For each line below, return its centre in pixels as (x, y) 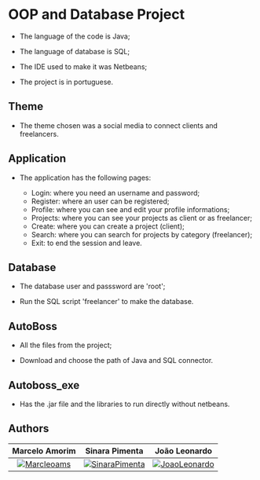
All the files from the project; (66, 345)
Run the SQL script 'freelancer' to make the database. (106, 302)
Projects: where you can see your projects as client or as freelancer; (142, 218)
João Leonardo (183, 451)
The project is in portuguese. (66, 82)
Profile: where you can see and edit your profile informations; (130, 209)
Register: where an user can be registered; (100, 201)
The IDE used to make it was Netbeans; (83, 66)
